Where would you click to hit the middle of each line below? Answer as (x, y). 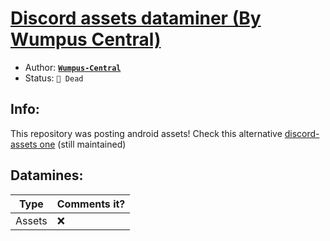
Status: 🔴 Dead (54, 78)
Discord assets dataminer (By (136, 18)
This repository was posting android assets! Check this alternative (146, 133)
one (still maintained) (83, 144)
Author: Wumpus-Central (73, 67)
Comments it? (91, 204)
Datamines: (47, 175)
